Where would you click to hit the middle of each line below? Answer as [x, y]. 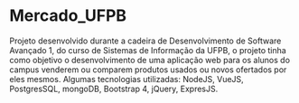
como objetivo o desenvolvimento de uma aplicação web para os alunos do [150, 60]
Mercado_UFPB [68, 16]
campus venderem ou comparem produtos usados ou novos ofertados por [148, 70]
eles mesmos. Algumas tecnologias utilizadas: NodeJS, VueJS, [126, 79]
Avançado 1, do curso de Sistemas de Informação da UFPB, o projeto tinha [148, 50]
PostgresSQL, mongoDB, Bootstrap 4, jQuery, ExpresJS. [114, 89]
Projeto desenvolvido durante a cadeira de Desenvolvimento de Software [145, 41]
